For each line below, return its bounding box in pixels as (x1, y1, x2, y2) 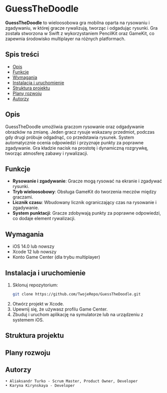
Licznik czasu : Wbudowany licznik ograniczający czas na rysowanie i (12, 200, 157, 206)
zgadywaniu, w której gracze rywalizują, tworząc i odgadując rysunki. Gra (5, 25, 158, 31)
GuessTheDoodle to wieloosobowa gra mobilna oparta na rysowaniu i (5, 20, 150, 26)
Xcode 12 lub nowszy (12, 249, 57, 255)
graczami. (12, 194, 34, 200)
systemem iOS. (12, 317, 44, 323)
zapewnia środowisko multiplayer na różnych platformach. (5, 36, 126, 42)
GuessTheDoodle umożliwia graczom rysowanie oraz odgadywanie (5, 124, 144, 130)
